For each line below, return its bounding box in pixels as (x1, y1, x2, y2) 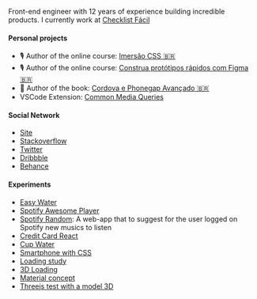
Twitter (19, 145, 43, 154)
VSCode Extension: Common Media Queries (19, 93, 164, 102)
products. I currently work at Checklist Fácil (8, 15, 150, 25)
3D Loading (19, 264, 58, 274)
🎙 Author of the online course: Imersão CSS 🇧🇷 (19, 51, 176, 61)
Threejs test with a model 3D (19, 281, 114, 291)
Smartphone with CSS (19, 248, 93, 257)
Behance (19, 161, 49, 171)
